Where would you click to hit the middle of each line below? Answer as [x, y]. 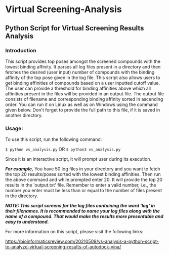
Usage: [14, 128]
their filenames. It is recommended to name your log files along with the [83, 211]
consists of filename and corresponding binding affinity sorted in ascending [84, 99]
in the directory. [22, 196]
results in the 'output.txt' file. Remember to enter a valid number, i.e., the [81, 185]
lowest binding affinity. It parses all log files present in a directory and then [83, 66]
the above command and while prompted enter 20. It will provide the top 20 [84, 180]
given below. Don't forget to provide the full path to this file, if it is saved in [83, 110]
